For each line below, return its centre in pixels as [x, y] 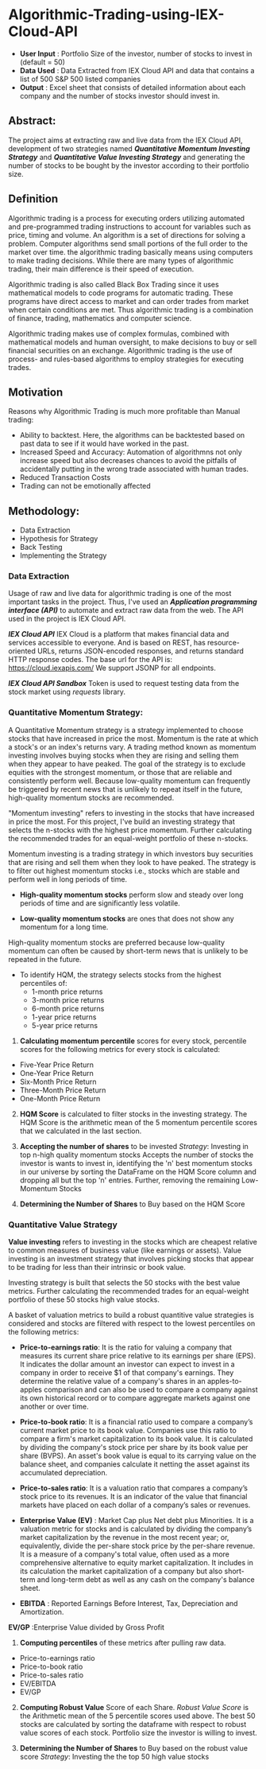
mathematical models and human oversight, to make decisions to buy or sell [133, 342]
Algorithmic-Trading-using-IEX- [116, 15]
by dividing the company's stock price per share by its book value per [134, 1448]
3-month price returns [68, 999]
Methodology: [44, 511]
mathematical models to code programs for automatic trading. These [121, 293]
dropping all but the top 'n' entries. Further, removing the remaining [130, 1180]
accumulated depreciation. [64, 1473]
